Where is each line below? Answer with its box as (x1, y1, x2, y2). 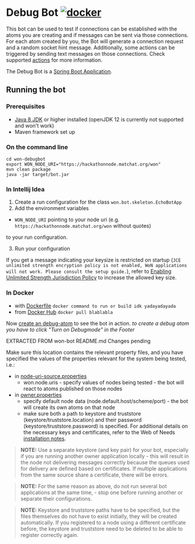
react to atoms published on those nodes (23, 385, 123, 392)
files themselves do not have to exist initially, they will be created (20, 512, 177, 519)
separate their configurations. (20, 495, 93, 502)
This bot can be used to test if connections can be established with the (6, 25, 177, 32)
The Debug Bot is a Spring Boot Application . (6, 67, 112, 75)
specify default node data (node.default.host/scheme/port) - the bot (23, 397, 189, 404)
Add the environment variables (14, 205, 89, 212)
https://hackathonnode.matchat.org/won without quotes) (14, 222, 151, 229)
